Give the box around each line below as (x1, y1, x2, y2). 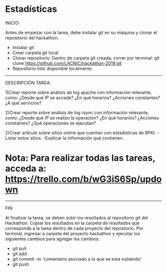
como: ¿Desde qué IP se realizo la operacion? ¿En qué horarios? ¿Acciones (5, 115, 159, 121)
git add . (12, 251, 30, 257)
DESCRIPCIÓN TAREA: (5, 79, 51, 85)
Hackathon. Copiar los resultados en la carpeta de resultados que (5, 220, 140, 226)
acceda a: (5, 163, 47, 174)
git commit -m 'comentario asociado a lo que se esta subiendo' (12, 256, 142, 262)
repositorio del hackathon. (5, 35, 59, 41)
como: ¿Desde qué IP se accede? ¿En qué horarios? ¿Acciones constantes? (5, 94, 160, 100)
